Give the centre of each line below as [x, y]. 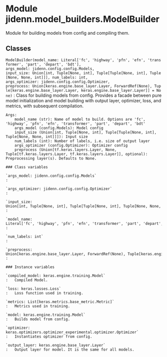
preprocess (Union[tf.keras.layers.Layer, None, [66, 149]
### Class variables [27, 167]
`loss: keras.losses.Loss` [33, 288]
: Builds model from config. [38, 319]
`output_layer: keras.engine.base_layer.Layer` [56, 345]
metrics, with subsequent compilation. [45, 106]
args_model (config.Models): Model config [59, 128]
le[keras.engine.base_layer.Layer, [42, 90]
